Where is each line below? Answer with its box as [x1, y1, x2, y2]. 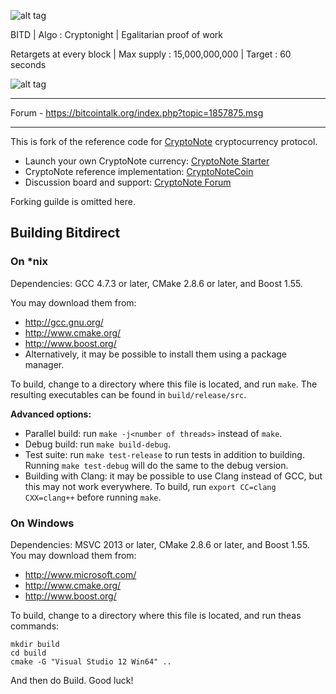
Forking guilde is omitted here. [10, 196, 136, 207]
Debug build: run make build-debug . [24, 438, 171, 450]
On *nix [10, 255, 48, 269]
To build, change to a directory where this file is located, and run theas [10, 609, 302, 621]
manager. [24, 358, 65, 370]
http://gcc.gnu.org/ [24, 316, 104, 328]
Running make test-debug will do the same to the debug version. [24, 459, 289, 471]
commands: [10, 620, 60, 632]
